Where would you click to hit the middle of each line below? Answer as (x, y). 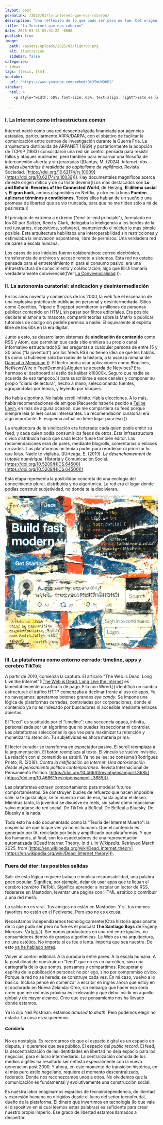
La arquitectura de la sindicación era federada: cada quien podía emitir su (79, 428)
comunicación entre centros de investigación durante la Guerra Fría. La (76, 141)
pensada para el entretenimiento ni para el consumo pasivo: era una (73, 263)
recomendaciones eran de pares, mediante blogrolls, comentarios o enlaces (81, 443)
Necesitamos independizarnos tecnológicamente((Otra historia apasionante (81, 921)
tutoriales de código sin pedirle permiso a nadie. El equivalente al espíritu (78, 322)
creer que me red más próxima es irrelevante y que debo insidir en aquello (79, 992)
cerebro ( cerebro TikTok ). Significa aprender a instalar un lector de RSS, (77, 887)
